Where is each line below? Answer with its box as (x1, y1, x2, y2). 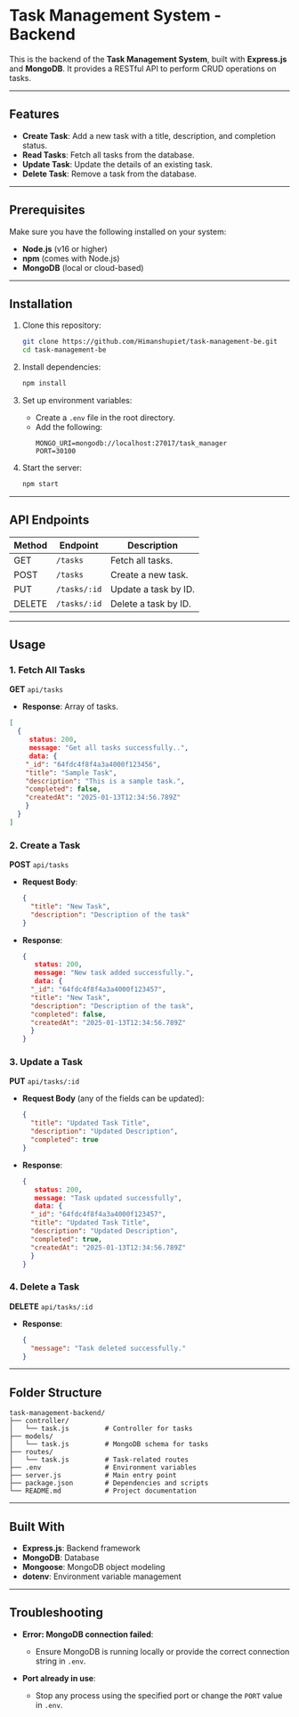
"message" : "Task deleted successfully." (30, 1344, 187, 1353)
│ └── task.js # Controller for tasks (9, 1424, 193, 1434)
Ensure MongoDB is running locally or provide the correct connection (35, 1646, 290, 1656)
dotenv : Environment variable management (21, 1571, 182, 1582)
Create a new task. (110, 568, 189, 581)
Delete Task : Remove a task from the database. (21, 168, 198, 179)
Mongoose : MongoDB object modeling (21, 1562, 166, 1573)
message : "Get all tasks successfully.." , (28, 744, 190, 753)
